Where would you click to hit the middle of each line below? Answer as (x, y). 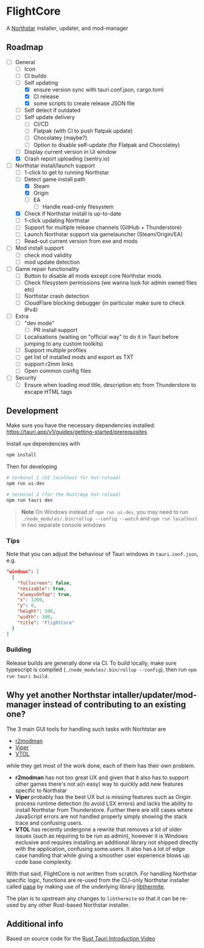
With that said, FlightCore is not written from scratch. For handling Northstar (102, 874)
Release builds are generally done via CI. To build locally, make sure (91, 663)
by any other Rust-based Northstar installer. (75, 905)
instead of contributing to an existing (114, 705)
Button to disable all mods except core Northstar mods (93, 275)
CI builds (35, 76)
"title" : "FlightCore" (46, 623)
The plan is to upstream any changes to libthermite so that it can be (93, 898)
